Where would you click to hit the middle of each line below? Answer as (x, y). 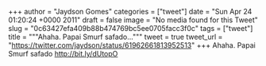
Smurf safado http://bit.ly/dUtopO (63, 54)
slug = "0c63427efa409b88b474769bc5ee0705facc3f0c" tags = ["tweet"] (131, 28)
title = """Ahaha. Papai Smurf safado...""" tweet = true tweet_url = (116, 37)
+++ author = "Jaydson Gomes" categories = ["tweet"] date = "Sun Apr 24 (130, 12)
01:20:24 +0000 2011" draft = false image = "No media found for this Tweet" (133, 20)
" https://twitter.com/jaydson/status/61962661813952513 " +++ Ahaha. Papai (132, 45)
